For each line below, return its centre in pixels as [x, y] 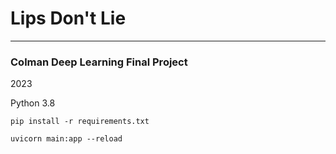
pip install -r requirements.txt [80, 122]
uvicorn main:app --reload [66, 139]
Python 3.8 [33, 103]
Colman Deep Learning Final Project [99, 62]
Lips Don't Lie [68, 18]
